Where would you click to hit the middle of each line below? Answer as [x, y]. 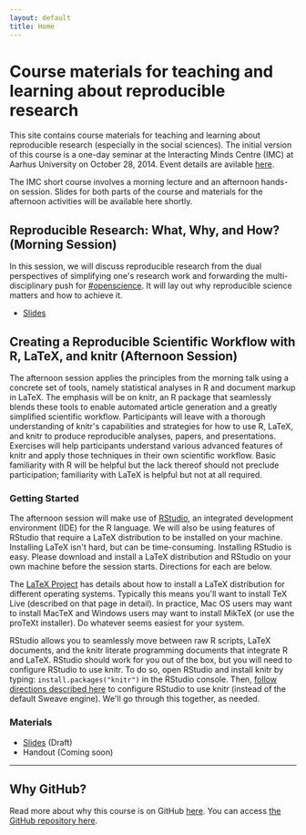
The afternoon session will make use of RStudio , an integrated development [152, 518]
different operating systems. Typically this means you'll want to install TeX [148, 594]
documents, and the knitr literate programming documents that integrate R [149, 650]
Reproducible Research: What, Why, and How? [145, 230]
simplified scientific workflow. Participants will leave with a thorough [138, 417]
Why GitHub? [48, 789]
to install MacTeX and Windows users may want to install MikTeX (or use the [152, 613]
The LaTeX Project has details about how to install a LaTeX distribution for [147, 584]
